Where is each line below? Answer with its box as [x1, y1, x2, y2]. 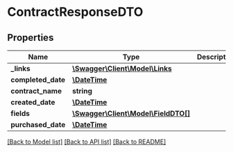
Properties [7, 32, 54, 44]
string [71, 86, 92, 95]
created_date [10, 97, 55, 107]
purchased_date [10, 120, 66, 129]
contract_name [10, 86, 62, 95]
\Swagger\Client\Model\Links [71, 64, 172, 73]
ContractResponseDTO [7, 4, 144, 20]
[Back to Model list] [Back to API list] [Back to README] [7, 137, 166, 146]
